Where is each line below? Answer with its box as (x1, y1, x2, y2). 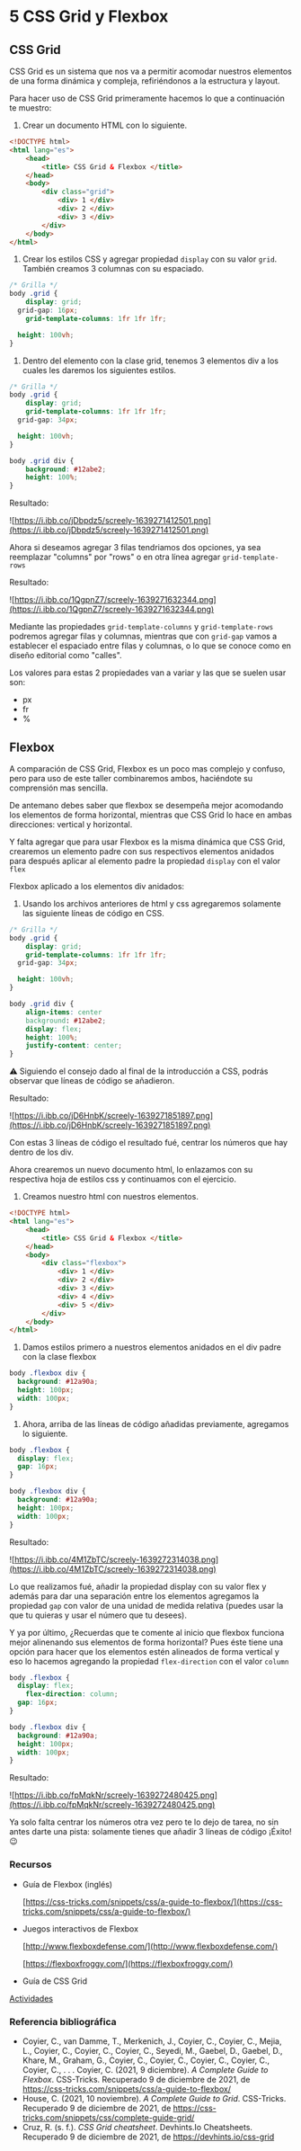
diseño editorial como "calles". (9, 650, 123, 661)
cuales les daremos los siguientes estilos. (22, 364, 177, 375)
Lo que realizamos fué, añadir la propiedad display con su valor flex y (9, 1581, 267, 1592)
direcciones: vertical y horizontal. (9, 818, 133, 829)
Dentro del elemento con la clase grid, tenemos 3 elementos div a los (22, 355, 279, 366)
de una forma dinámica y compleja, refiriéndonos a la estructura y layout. (9, 76, 280, 86)
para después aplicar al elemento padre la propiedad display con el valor (9, 855, 281, 866)
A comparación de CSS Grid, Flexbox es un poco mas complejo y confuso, (9, 763, 286, 774)
